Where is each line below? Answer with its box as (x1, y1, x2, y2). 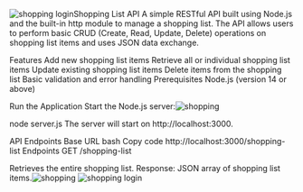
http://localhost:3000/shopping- (165, 136, 286, 146)
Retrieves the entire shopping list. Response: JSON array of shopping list (9, 163, 280, 173)
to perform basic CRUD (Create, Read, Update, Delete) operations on (9, 28, 267, 38)
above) (9, 84, 36, 94)
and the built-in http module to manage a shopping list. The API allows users (9, 18, 294, 29)
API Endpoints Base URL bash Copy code (9, 136, 164, 146)
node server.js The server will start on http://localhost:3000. (9, 118, 233, 129)
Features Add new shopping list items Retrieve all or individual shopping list (9, 55, 291, 65)
